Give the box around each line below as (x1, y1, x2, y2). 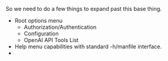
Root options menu (14, 17, 63, 24)
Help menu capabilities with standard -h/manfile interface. (14, 43, 162, 50)
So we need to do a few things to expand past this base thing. (6, 5, 162, 12)
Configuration (23, 30, 59, 37)
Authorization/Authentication (23, 24, 97, 30)
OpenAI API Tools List (23, 37, 79, 43)
